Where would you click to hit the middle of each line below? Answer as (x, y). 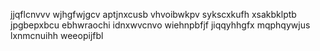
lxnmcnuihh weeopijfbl (57, 35)
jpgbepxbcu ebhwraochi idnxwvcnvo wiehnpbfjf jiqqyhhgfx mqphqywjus (160, 25)
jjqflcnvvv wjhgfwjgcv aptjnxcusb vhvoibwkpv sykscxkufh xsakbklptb (153, 14)
